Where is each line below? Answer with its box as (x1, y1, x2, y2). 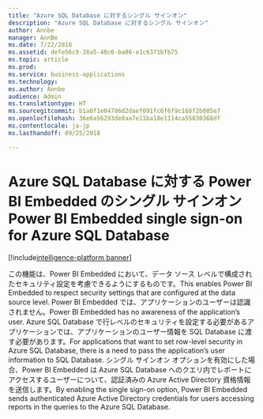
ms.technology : (8, 77, 58, 85)
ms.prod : (8, 63, 37, 71)
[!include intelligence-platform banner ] (8, 252, 132, 262)
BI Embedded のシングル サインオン (8, 192, 242, 210)
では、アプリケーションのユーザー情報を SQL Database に (56, 327, 246, 336)
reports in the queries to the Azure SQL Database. (8, 402, 171, 411)
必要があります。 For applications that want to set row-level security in (14, 337, 243, 346)
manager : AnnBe (8, 33, 58, 42)
